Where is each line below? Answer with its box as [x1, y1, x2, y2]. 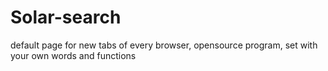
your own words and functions [10, 49, 137, 61]
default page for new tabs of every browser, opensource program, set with [10, 39, 318, 51]
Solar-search [10, 6, 122, 29]
